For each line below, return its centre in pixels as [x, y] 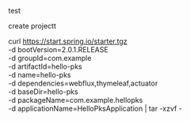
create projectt [32, 26]
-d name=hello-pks [40, 75]
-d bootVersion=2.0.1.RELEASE [58, 49]
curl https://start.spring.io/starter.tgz [68, 41]
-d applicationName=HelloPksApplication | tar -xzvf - [95, 108]
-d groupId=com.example [50, 58]
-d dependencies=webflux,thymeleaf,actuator [83, 83]
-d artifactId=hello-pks [45, 66]
